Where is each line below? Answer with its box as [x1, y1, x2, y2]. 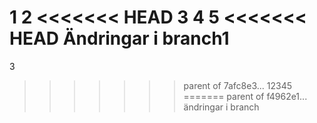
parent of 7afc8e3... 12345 [183, 79, 292, 91]
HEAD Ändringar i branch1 [9, 27, 230, 50]
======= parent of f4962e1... [183, 90, 308, 102]
